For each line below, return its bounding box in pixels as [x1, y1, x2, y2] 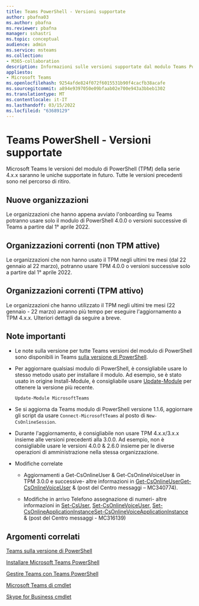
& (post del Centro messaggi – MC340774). [72, 484, 178, 491]
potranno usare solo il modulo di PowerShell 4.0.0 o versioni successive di [6, 217, 188, 224]
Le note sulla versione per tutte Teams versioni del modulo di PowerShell [14, 347, 192, 354]
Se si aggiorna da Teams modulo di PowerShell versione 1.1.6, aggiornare [14, 406, 193, 413]
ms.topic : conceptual [6, 36, 60, 42]
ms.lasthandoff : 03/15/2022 [6, 102, 76, 108]
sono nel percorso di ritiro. [6, 178, 71, 185]
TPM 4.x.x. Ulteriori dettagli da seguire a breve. [6, 314, 121, 321]
